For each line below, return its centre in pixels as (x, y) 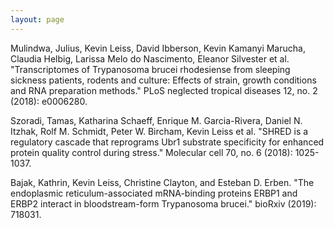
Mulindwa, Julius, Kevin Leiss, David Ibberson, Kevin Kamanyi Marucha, (158, 48)
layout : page (37, 19)
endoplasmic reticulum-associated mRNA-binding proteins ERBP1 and (154, 193)
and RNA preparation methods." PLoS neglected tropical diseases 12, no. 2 (164, 90)
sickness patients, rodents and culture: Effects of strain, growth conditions (163, 80)
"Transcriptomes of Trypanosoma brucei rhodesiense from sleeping (150, 69)
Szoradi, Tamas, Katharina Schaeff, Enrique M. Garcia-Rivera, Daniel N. (156, 120)
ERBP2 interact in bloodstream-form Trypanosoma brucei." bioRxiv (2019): (163, 203)
